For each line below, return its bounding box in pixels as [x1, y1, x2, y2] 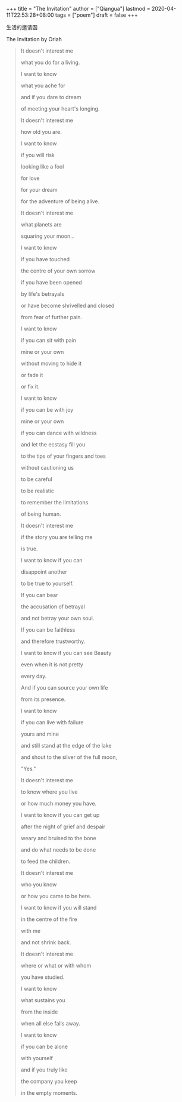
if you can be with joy [20, 406, 74, 413]
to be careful [20, 476, 52, 483]
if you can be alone [20, 1043, 68, 1050]
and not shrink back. [20, 939, 71, 946]
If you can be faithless [20, 626, 76, 633]
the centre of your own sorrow [20, 267, 96, 274]
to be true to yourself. [20, 580, 74, 587]
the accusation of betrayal [20, 603, 85, 610]
